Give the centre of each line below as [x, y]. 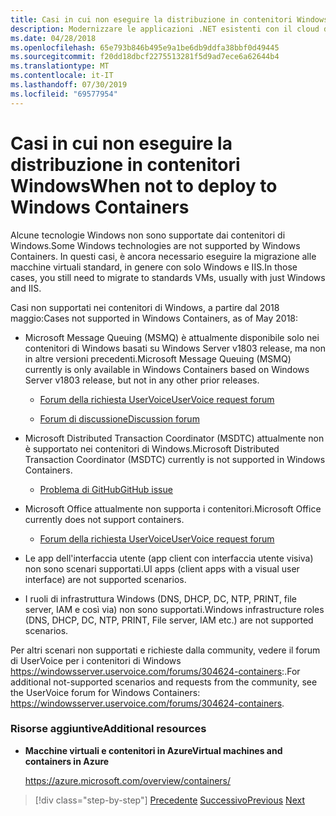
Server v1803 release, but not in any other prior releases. [142, 380]
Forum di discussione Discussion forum [119, 418]
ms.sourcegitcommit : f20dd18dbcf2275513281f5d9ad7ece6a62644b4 [145, 57]
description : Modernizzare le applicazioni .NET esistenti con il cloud [165, 29]
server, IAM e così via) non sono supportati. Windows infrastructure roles [174, 609]
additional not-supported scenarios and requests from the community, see [164, 682]
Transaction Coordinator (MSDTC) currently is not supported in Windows [175, 459]
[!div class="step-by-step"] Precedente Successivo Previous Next [169, 800]
